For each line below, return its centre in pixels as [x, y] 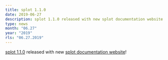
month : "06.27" [21, 28]
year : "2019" [19, 33]
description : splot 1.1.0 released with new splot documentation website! [85, 19]
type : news [17, 24]
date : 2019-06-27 [23, 14]
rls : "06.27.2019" [24, 38]
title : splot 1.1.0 [26, 10]
